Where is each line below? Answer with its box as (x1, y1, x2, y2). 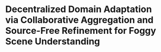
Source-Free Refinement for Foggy (5, 25, 156, 36)
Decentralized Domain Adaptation (5, 4, 152, 15)
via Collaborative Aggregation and (5, 14, 154, 26)
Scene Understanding (5, 36, 101, 47)
